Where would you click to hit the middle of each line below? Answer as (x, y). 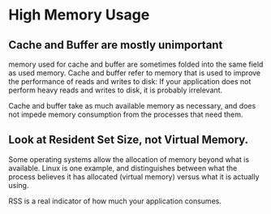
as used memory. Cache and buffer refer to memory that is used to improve (135, 73)
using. (19, 185)
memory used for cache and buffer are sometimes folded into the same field (136, 64)
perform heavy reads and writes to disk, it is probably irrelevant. (116, 90)
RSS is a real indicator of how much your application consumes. (115, 201)
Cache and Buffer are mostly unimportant (116, 45)
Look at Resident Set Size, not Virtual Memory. (129, 140)
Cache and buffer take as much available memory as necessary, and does (132, 106)
